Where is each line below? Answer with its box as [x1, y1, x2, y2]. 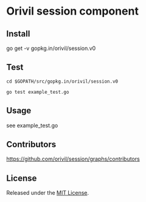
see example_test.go [6, 122, 58, 129]
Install [6, 29, 30, 39]
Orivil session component [6, 4, 139, 18]
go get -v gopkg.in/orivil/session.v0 [6, 44, 96, 52]
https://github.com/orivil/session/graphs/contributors [6, 155, 140, 162]
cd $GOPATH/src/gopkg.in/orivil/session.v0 [6, 78, 119, 85]
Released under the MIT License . [6, 189, 89, 197]
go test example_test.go [6, 89, 69, 95]
